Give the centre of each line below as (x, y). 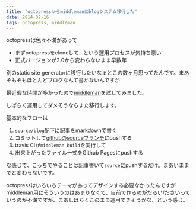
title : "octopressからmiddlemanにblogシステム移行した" (72, 12)
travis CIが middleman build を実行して (60, 145)
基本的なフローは (27, 118)
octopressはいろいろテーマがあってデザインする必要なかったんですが (91, 185)
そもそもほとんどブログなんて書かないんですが (63, 80)
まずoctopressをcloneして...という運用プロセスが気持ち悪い (88, 53)
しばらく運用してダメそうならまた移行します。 (63, 105)
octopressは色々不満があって (42, 40)
